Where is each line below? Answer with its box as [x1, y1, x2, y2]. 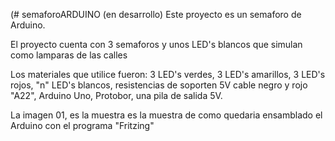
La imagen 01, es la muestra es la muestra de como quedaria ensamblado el [10, 109, 323, 121]
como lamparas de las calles [10, 49, 128, 61]
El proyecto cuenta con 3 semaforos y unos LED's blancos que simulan [10, 39, 303, 50]
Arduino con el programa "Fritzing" [10, 120, 155, 131]
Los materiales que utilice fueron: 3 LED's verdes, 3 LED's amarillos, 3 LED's [10, 69, 326, 80]
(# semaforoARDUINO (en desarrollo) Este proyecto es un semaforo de [10, 9, 302, 20]
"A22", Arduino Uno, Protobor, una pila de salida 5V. [10, 90, 223, 101]
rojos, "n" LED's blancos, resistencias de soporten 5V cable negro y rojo [10, 79, 308, 91]
